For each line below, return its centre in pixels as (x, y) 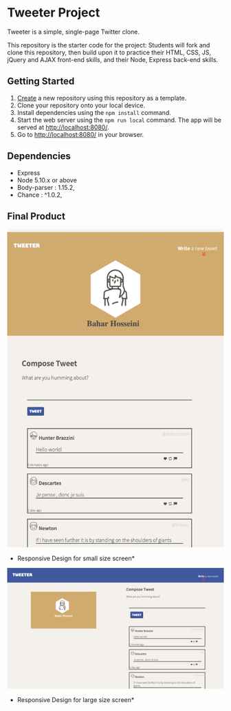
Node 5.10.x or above (47, 180)
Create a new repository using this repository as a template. (102, 98)
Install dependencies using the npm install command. (94, 112)
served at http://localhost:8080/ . (63, 127)
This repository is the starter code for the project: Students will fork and (109, 45)
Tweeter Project (54, 13)
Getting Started (41, 82)
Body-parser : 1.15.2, (46, 187)
